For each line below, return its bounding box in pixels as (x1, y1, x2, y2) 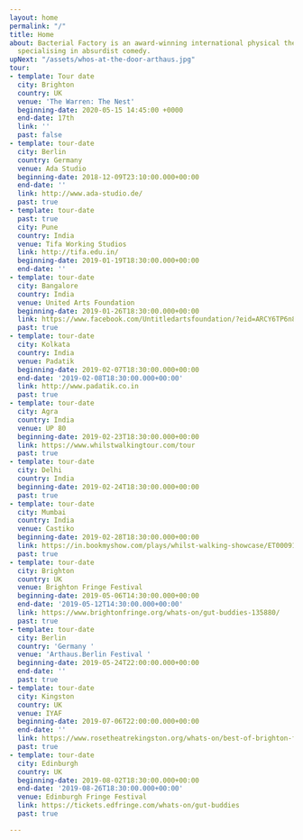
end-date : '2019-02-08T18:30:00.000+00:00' (17, 373, 183, 383)
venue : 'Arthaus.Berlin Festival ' (17, 650, 151, 659)
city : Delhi (17, 466, 63, 475)
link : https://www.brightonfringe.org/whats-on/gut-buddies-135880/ (17, 608, 280, 617)
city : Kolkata (17, 340, 70, 349)
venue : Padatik (17, 357, 75, 366)
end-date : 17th (17, 114, 75, 123)
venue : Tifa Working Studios (17, 240, 127, 249)
